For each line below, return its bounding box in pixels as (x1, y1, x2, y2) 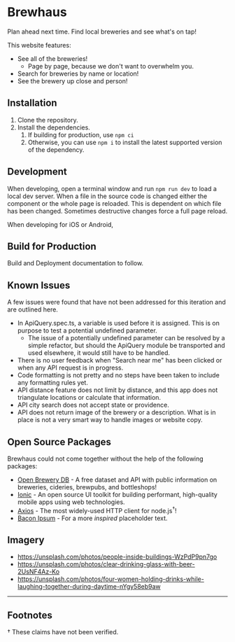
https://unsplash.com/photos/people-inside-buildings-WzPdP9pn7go (17, 552, 218, 561)
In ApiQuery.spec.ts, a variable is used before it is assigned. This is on (17, 319, 220, 328)
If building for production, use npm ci (27, 130, 134, 139)
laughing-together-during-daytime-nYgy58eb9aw (17, 582, 161, 591)
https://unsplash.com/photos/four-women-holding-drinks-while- (17, 575, 204, 583)
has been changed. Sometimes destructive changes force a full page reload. (7, 207, 228, 215)
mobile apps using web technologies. (17, 498, 125, 506)
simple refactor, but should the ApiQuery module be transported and (27, 341, 225, 350)
